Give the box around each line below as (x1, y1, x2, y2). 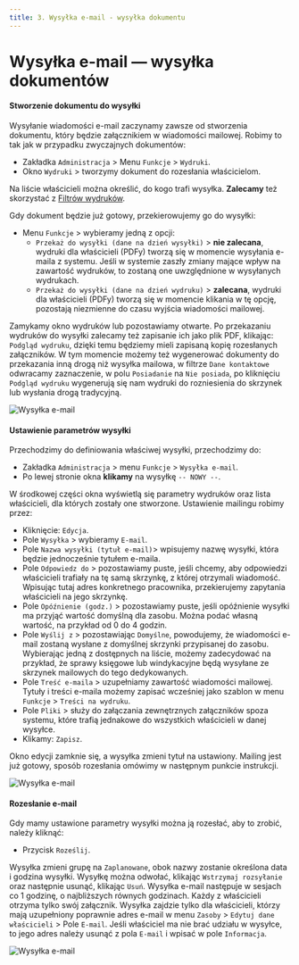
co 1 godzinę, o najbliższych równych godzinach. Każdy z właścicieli (9, 890, 262, 902)
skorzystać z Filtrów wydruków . (9, 193, 126, 204)
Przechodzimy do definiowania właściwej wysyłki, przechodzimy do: (9, 445, 262, 455)
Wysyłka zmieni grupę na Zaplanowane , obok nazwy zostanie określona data (9, 862, 287, 873)
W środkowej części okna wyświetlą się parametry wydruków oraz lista (9, 488, 271, 500)
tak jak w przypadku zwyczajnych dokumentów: (9, 139, 187, 150)
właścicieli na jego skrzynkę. (21, 591, 128, 603)
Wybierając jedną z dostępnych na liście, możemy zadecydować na (21, 648, 271, 659)
